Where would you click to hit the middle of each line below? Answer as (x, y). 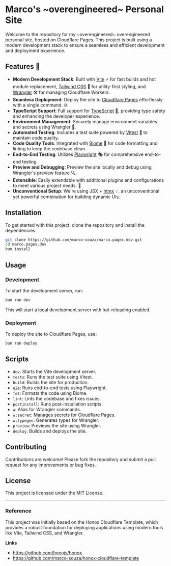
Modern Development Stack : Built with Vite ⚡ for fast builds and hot (84, 79)
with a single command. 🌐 (40, 105)
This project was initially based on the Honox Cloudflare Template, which (82, 522)
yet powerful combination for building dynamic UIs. (66, 197)
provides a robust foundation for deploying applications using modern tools (84, 527)
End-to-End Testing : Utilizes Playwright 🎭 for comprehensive (78, 154)
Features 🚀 (23, 66)
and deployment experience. (35, 50)
